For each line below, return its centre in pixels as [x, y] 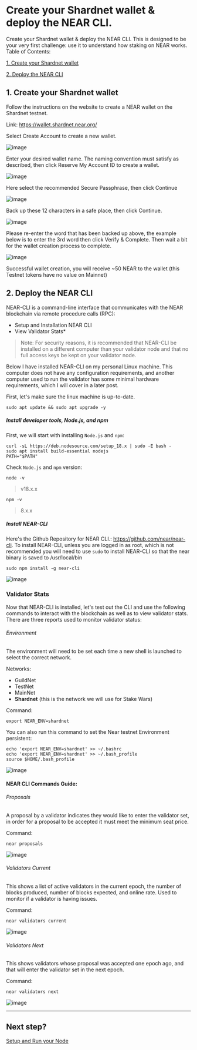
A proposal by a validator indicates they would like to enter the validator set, [98, 815]
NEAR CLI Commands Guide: [42, 784]
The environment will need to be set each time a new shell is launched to [94, 651]
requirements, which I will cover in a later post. [62, 385]
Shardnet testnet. [27, 113]
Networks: [18, 669]
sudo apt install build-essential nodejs [57, 451]
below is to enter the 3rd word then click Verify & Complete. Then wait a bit [97, 239]
